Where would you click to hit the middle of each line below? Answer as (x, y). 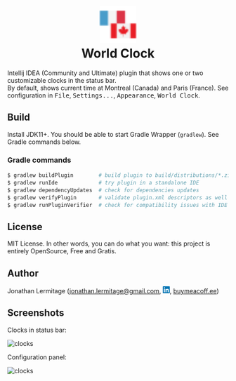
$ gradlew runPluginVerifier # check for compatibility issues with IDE (118, 205)
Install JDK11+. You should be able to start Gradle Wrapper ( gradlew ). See (113, 134)
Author (23, 273)
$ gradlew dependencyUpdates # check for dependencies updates (103, 190)
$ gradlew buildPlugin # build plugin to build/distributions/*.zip (120, 175)
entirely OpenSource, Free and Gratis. (62, 251)
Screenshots (36, 313)
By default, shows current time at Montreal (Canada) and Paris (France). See (118, 88)
